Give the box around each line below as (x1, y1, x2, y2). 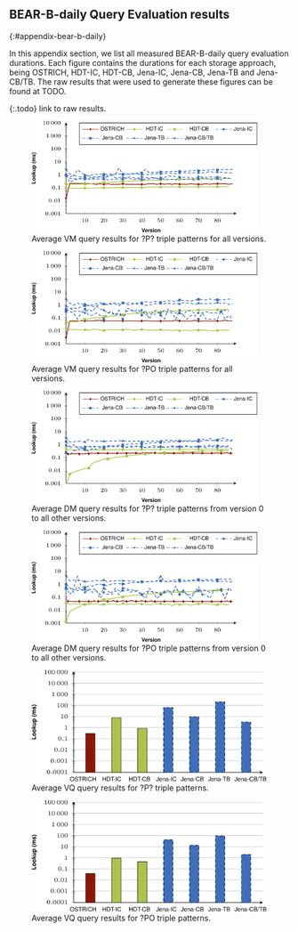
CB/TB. (9, 76, 36, 87)
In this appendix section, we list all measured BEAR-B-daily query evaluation (9, 48, 289, 59)
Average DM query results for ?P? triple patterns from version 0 (31, 503, 264, 514)
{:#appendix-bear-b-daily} (9, 30, 107, 41)
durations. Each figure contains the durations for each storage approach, (9, 57, 277, 68)
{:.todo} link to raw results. (9, 102, 107, 114)
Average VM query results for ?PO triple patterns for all (31, 363, 233, 374)
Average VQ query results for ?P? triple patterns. (31, 782, 209, 793)
